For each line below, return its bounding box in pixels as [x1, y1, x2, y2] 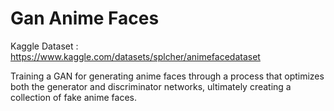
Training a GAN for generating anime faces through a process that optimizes [10, 70, 325, 82]
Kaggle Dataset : [10, 40, 79, 52]
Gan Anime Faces [10, 7, 160, 30]
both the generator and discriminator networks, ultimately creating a [10, 80, 292, 92]
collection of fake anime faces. [10, 91, 138, 103]
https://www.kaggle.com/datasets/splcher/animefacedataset [10, 50, 261, 62]
